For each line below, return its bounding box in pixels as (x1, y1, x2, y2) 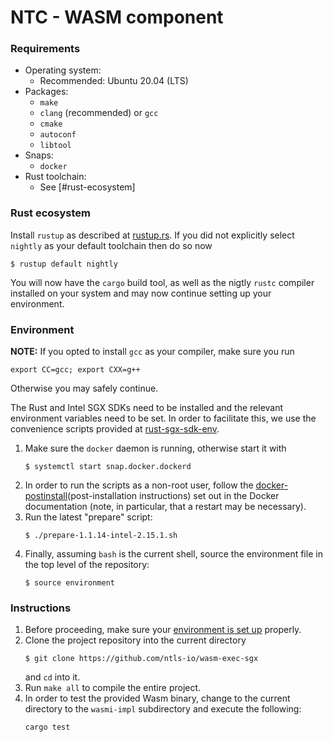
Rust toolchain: (24, 171, 87, 183)
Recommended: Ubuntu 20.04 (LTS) (39, 75, 189, 87)
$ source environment (24, 578, 115, 588)
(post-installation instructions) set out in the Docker (67, 490, 280, 502)
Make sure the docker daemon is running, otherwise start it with (24, 442, 287, 455)
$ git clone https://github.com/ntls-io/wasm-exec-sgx (24, 654, 259, 664)
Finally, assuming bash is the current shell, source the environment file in (24, 548, 323, 560)
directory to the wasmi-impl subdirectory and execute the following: (24, 703, 302, 715)
